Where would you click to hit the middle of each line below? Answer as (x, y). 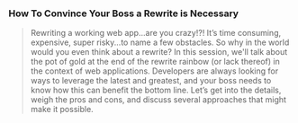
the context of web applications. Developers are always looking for (154, 71)
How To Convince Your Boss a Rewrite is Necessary (124, 13)
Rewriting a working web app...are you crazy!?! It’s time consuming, (156, 33)
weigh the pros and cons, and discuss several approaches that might (158, 100)
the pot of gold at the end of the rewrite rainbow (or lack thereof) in (155, 62)
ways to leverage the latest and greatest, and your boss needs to (151, 81)
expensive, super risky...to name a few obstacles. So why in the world (160, 42)
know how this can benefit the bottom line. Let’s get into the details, (156, 90)
